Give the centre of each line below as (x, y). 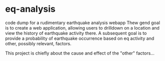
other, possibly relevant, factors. (38, 43)
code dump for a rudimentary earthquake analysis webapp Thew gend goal (83, 23)
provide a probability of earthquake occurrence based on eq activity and (80, 38)
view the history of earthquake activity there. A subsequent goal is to (76, 33)
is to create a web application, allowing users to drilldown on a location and (82, 28)
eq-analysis (30, 9)
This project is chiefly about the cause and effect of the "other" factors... (80, 53)
